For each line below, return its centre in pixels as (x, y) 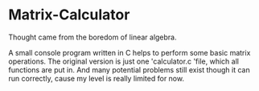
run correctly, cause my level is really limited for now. (97, 78)
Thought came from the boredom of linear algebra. (92, 37)
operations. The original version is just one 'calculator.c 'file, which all (124, 61)
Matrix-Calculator (69, 15)
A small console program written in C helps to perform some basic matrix (129, 52)
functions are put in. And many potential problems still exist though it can (129, 69)
